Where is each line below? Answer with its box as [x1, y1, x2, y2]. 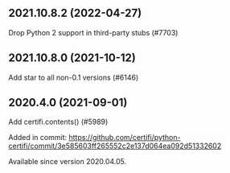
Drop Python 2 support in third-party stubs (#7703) [8, 27, 179, 37]
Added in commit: [8, 133, 67, 142]
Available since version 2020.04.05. [8, 157, 127, 167]
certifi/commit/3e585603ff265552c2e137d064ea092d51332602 [8, 141, 222, 151]
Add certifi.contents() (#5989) [8, 117, 109, 127]
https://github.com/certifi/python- [68, 133, 181, 142]
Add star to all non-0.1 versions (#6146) [8, 72, 139, 82]
